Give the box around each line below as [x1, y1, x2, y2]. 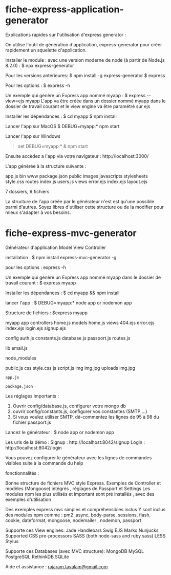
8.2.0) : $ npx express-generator [5, 62, 74, 68]
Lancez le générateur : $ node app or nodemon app [5, 429, 114, 435]
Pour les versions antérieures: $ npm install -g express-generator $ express [5, 72, 165, 78]
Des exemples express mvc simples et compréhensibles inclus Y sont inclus [5, 506, 166, 512]
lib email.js [5, 345, 28, 351]
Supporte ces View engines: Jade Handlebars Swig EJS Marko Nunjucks [5, 527, 159, 533]
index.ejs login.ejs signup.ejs [5, 325, 67, 331]
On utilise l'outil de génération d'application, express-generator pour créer [5, 41, 162, 47]
